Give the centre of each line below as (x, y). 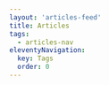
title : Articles (39, 26)
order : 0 (34, 67)
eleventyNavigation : (48, 50)
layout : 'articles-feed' (55, 17)
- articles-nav (46, 42)
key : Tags (35, 58)
